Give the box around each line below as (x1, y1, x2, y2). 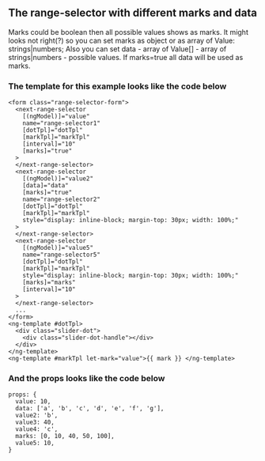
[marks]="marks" (22, 278, 77, 287)
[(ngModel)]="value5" (22, 244, 93, 252)
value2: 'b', (15, 411, 59, 420)
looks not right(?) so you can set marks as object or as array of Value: (8, 36, 236, 45)
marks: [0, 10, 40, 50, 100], (15, 433, 115, 440)
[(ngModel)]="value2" (22, 175, 93, 183)
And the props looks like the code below (8, 373, 165, 384)
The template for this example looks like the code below (8, 81, 227, 92)
